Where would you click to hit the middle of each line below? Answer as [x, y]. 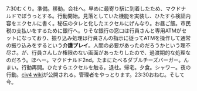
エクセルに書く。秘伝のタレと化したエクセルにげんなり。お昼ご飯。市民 [103, 23]
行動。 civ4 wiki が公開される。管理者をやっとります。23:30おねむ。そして [96, 75]
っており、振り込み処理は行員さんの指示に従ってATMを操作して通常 [108, 38]
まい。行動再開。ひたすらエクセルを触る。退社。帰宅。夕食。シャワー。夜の [98, 67]
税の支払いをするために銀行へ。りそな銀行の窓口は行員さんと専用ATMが [94, 31]
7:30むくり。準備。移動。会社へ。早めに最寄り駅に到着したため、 [86, 9]
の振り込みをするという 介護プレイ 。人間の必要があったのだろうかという [93, 45]
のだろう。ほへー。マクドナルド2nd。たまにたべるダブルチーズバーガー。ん [98, 60]
